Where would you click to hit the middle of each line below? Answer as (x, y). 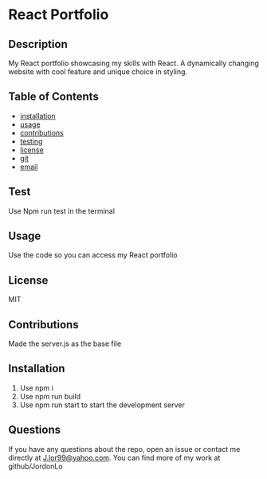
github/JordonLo (35, 466)
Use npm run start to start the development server (102, 405)
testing (31, 141)
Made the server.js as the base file (65, 344)
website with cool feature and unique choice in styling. (98, 72)
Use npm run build (50, 396)
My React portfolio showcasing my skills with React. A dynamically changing (133, 63)
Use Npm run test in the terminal (62, 211)
